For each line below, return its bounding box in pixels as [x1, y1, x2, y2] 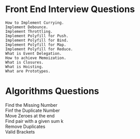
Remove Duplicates [5, 123, 45, 129]
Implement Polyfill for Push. [5, 33, 69, 38]
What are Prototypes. [5, 68, 51, 74]
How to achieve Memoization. [5, 55, 66, 60]
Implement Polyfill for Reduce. [5, 46, 73, 51]
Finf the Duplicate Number [5, 107, 60, 113]
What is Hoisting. [5, 64, 44, 69]
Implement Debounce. [5, 24, 49, 30]
